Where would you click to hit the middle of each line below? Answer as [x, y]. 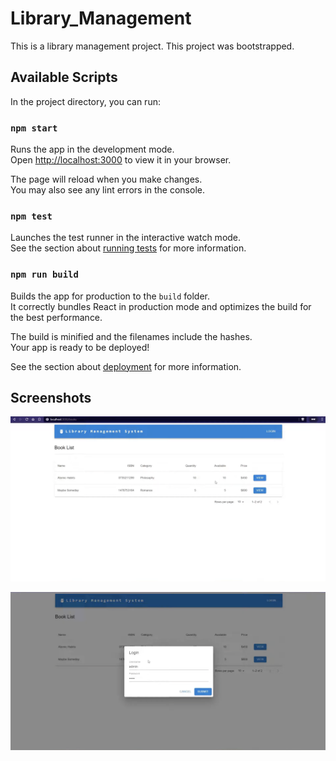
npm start [34, 128]
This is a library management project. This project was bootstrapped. [152, 46]
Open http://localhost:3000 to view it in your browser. [121, 160]
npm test [31, 216]
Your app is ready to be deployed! [80, 347]
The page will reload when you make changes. [106, 179]
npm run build [44, 275]
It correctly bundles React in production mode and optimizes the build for [161, 306]
